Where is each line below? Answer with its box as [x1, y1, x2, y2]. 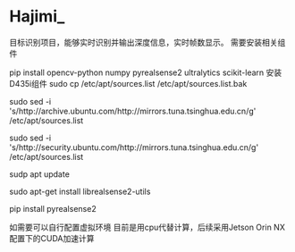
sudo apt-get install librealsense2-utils [9, 186, 151, 197]
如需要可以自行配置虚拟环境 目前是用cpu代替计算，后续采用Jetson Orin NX [9, 222, 286, 232]
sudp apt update [9, 168, 70, 180]
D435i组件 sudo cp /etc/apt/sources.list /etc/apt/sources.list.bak [9, 78, 248, 88]
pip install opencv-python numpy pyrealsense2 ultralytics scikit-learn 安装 [9, 67, 282, 78]
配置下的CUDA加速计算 [9, 232, 95, 243]
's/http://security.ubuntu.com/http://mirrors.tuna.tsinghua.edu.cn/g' [9, 141, 259, 153]
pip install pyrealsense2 [9, 203, 97, 214]
